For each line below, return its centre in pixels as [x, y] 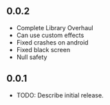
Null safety [32, 57]
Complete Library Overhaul [55, 27]
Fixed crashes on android [52, 42]
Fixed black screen [43, 49]
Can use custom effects [50, 35]
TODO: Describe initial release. [60, 95]
